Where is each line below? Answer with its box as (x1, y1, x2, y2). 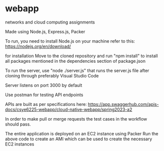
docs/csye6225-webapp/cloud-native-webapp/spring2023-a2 (5, 106, 133, 112)
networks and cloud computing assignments (5, 19, 95, 25)
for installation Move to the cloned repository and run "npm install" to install (5, 52, 158, 59)
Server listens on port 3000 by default (5, 82, 82, 88)
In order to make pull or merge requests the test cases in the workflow (5, 116, 147, 122)
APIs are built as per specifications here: (5, 101, 87, 107)
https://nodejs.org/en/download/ (5, 43, 71, 49)
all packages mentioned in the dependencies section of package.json (5, 58, 146, 64)
